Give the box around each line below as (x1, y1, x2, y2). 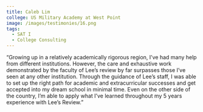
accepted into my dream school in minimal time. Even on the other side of (6, 86, 191, 93)
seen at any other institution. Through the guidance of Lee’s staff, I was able (6, 73, 196, 80)
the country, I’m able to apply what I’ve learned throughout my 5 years (6, 92, 182, 99)
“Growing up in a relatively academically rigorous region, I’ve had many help (6, 54, 197, 61)
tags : (6, 25, 20, 32)
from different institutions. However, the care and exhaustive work (6, 60, 172, 67)
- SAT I (12, 31, 32, 38)
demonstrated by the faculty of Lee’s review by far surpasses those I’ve (6, 67, 186, 73)
